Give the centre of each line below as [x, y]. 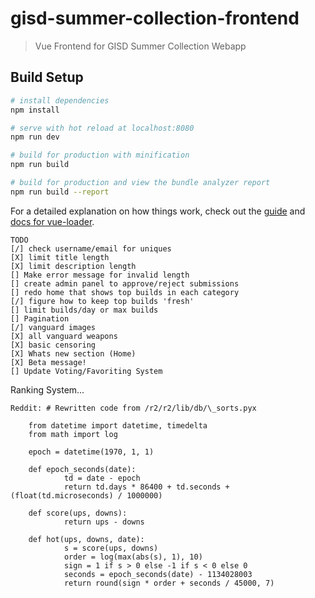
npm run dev [35, 137]
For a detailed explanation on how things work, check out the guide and [158, 211]
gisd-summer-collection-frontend [155, 18]
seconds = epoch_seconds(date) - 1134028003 [158, 574]
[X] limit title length [60, 257]
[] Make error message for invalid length [100, 275]
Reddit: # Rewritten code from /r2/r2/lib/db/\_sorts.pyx [133, 408]
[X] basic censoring [53, 345]
